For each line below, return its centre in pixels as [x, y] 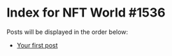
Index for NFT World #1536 [86, 13]
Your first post [37, 45]
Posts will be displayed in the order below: [67, 32]
